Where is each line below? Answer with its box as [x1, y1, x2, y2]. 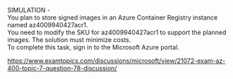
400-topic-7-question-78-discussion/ [7, 64, 117, 72]
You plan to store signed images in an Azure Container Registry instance [7, 13, 218, 22]
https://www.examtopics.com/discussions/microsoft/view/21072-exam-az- [7, 57, 226, 65]
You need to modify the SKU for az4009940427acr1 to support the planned [7, 28, 227, 36]
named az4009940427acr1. [7, 21, 88, 29]
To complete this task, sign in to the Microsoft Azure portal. [7, 43, 180, 51]
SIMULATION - [7, 6, 51, 14]
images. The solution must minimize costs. [7, 36, 131, 44]
